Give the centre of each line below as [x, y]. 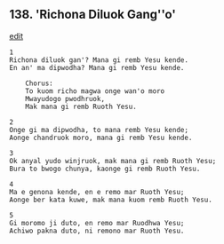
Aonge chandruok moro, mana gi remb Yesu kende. [101, 138]
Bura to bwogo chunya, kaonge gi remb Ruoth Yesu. [105, 169]
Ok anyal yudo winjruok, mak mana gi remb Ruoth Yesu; [113, 161]
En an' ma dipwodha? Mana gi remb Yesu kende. [97, 67]
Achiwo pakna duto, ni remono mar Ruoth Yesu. [97, 231]
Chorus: [39, 83]
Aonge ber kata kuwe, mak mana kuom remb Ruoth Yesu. [111, 200]
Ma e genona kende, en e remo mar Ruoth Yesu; [97, 192]
